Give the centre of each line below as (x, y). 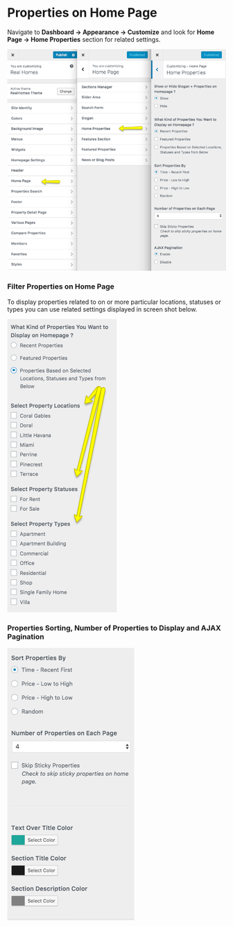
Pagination (26, 636)
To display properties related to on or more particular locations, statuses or (114, 302)
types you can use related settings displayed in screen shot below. (102, 309)
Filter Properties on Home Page (61, 286)
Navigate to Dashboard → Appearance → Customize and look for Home (111, 32)
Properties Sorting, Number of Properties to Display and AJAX (114, 628)
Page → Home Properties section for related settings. (84, 39)
